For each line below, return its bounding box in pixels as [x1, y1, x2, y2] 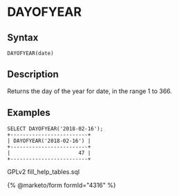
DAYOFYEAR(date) [7, 50, 54, 57]
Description [7, 68, 59, 80]
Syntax [7, 32, 39, 43]
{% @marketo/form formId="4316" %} [7, 181, 116, 189]
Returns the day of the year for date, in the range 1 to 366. [7, 87, 173, 95]
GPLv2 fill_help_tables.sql [7, 167, 80, 176]
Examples [7, 107, 50, 119]
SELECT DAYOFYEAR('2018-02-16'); [7, 125, 104, 132]
